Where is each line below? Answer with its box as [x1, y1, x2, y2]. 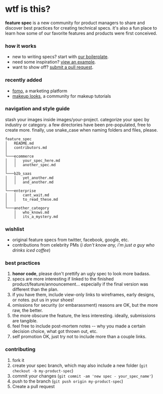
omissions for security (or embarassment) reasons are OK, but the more [12, 302, 158, 308]
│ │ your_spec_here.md [5, 158, 60, 163]
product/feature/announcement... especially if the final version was [12, 281, 148, 287]
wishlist [5, 225, 25, 232]
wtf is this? [5, 3, 51, 15]
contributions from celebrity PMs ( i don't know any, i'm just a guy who [12, 242, 155, 248]
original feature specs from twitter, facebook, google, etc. [12, 237, 129, 243]
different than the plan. [12, 287, 59, 292]
